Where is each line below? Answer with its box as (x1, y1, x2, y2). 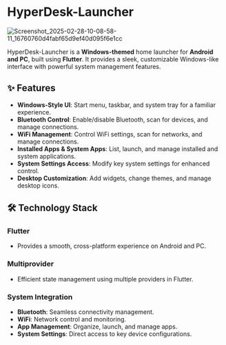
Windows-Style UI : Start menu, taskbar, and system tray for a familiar (17, 101, 216, 109)
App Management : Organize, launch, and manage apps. (17, 322, 178, 331)
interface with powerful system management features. (7, 62, 161, 70)
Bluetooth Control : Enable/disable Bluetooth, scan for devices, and (17, 115, 208, 124)
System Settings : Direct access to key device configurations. (17, 330, 192, 338)
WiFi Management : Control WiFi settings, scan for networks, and (17, 130, 203, 138)
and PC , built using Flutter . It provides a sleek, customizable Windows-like (7, 55, 219, 63)
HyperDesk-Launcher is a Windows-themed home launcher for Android (7, 48, 214, 56)
